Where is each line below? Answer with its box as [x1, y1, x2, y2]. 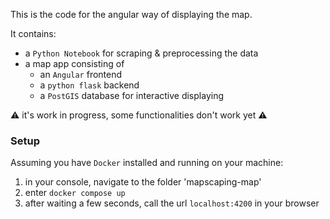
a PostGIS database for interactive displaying [39, 90, 224, 101]
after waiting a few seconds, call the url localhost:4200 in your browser [24, 197, 320, 209]
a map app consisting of [24, 58, 125, 69]
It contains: [10, 28, 57, 39]
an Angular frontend [39, 69, 123, 80]
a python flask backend [39, 79, 140, 91]
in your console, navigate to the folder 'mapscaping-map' [24, 176, 262, 188]
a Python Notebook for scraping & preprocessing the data [24, 47, 259, 59]
